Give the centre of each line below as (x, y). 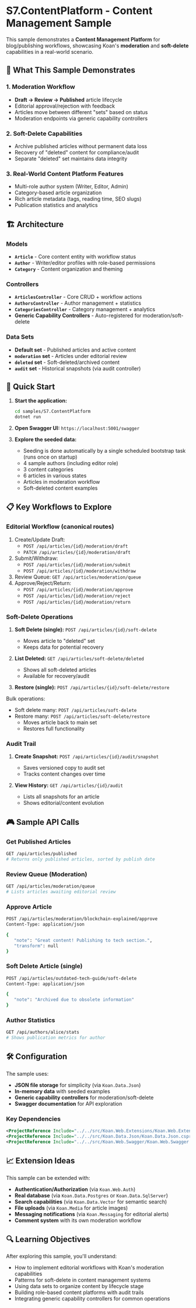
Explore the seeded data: (45, 439)
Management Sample (59, 23)
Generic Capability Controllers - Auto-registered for (78, 316)
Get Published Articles (38, 842)
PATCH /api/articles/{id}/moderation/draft (77, 552)
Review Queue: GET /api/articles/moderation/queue (78, 577)
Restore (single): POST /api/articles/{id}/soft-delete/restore (92, 687)
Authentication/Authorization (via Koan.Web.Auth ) (75, 1189)
